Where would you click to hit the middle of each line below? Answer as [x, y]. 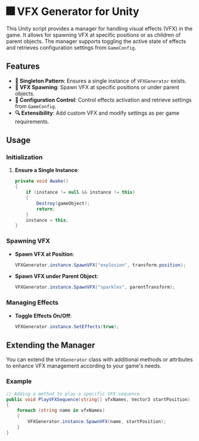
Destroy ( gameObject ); [63, 203]
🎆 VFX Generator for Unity [73, 12]
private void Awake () [42, 181]
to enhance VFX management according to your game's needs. [84, 366]
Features [23, 67]
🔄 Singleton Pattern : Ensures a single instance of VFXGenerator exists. [100, 81]
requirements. [32, 121]
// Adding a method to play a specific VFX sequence [73, 394]
